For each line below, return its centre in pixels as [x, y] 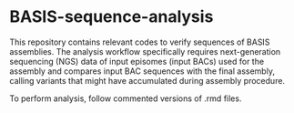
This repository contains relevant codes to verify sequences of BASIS [140, 42]
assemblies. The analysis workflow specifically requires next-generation [145, 51]
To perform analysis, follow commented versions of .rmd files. [126, 98]
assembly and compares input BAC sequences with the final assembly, [142, 71]
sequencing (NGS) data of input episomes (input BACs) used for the [137, 61]
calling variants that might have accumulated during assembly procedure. [147, 80]
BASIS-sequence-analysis [112, 17]
